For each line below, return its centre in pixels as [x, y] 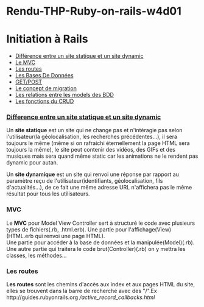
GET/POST [29, 82]
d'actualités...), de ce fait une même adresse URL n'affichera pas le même [99, 188]
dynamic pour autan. [32, 163]
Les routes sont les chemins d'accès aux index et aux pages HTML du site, [101, 284]
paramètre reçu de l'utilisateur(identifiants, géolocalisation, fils [85, 181]
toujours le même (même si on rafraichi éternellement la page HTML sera [98, 143]
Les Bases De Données [44, 76]
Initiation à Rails [47, 39]
